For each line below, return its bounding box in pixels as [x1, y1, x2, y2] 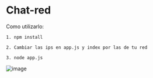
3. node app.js [6, 55, 43, 60]
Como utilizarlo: [6, 23, 44, 30]
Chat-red [6, 4, 51, 17]
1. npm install [6, 34, 43, 40]
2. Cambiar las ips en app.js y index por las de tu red [6, 45, 148, 50]
